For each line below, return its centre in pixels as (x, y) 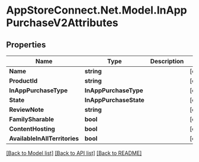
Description (167, 61)
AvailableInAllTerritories (44, 138)
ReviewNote (27, 110)
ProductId (23, 81)
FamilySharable (32, 119)
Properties (26, 45)
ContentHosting (32, 129)
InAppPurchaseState (115, 100)
